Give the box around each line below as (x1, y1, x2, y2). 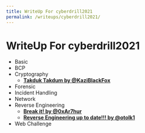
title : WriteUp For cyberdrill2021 (6, 8, 93, 15)
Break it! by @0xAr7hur (23, 108, 82, 115)
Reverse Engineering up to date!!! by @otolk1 (23, 114, 136, 121)
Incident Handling (14, 89, 57, 96)
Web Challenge (14, 120, 51, 127)
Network (14, 96, 36, 103)
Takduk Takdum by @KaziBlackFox (23, 77, 111, 84)
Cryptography (14, 71, 49, 78)
